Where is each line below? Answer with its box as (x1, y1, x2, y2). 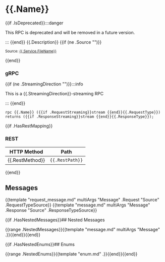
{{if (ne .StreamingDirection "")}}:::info (5, 81, 83, 87)
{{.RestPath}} (50, 157, 83, 163)
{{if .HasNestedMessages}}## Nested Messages (5, 217, 105, 223)
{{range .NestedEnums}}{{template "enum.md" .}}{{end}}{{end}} (5, 251, 138, 257)
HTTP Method (9, 148, 44, 155)
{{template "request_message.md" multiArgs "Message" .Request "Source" (5, 197, 160, 203)
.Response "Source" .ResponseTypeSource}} (5, 207, 98, 213)
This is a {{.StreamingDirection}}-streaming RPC (5, 91, 104, 97)
